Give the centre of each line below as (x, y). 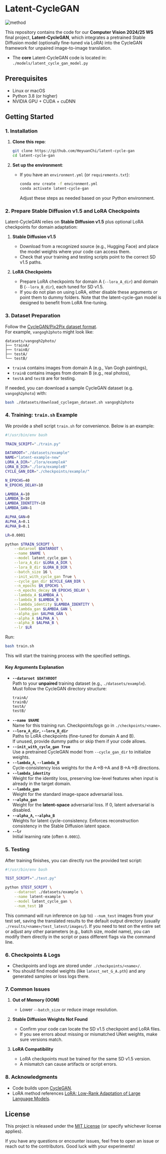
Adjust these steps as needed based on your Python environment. (87, 198)
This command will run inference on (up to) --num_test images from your (79, 915)
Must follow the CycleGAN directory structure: (59, 689)
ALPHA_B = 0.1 (17, 526)
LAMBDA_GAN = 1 (19, 508)
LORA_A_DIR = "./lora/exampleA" (36, 462)
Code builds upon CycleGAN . (42, 1088)
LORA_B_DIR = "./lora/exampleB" (36, 467)
